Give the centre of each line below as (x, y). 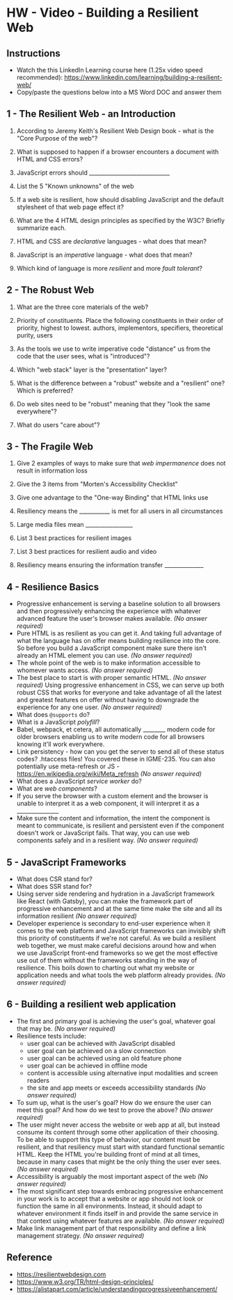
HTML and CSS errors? (50, 159)
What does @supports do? (53, 715)
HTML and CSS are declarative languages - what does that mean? (111, 241)
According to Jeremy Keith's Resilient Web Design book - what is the (115, 131)
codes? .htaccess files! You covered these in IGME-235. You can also (116, 759)
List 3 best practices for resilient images (74, 538)
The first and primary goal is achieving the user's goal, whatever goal (116, 1021)
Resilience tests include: (51, 1036)
